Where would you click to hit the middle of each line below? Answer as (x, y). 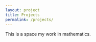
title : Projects (22, 15)
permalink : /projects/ (29, 19)
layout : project (22, 10)
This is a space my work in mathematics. (48, 34)
